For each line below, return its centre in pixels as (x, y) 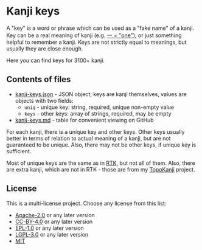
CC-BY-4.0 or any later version (54, 221)
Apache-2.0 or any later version (55, 215)
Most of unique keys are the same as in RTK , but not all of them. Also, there (101, 163)
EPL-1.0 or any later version (49, 228)
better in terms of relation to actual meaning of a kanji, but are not (89, 138)
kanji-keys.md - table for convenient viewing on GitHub (84, 120)
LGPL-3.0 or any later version (52, 234)
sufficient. (19, 151)
